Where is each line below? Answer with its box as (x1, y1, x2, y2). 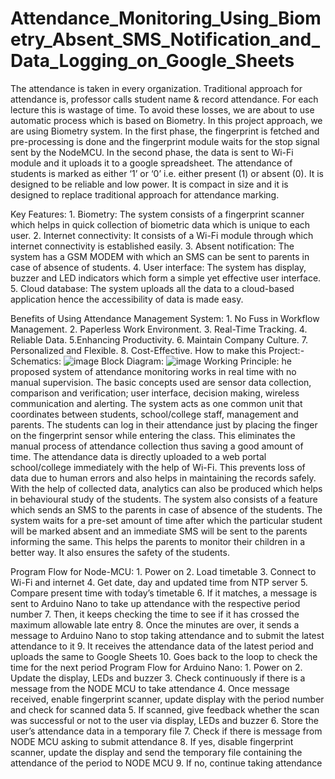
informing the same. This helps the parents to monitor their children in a (10, 535, 306, 547)
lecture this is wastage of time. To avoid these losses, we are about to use (10, 103, 315, 116)
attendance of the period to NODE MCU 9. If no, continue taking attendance (10, 757, 323, 769)
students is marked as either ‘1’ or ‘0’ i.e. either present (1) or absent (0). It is (10, 167, 324, 179)
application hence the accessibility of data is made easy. (10, 293, 244, 305)
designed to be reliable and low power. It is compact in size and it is (10, 178, 289, 190)
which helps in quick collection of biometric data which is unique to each (10, 218, 311, 231)
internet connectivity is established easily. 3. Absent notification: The (10, 240, 295, 252)
